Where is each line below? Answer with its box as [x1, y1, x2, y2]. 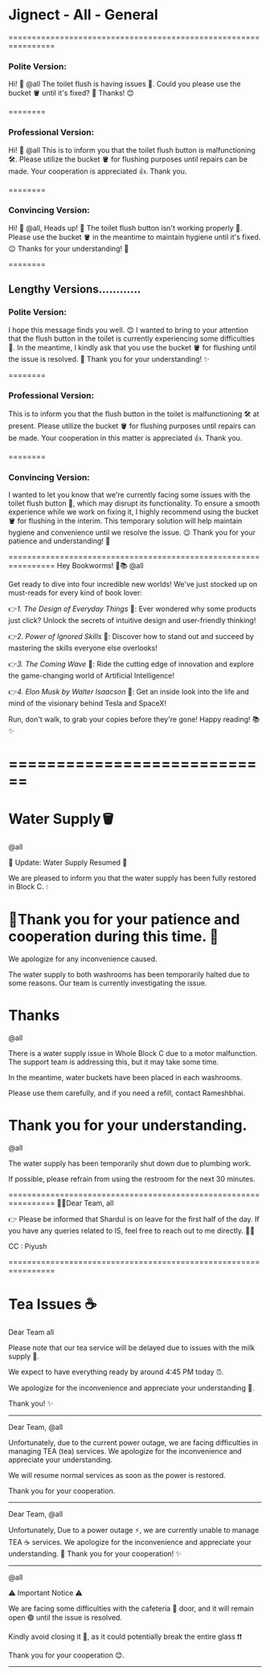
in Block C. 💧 [8, 882, 49, 891]
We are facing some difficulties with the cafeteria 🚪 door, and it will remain [8, 1603, 255, 1613]
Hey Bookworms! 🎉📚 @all [56, 561, 145, 571]
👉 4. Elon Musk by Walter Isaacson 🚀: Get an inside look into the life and [8, 687, 249, 697]
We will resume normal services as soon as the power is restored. [8, 1470, 227, 1480]
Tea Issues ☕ [8, 1296, 97, 1313]
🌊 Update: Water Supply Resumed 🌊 [8, 858, 128, 867]
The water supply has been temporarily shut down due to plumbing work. [8, 1159, 252, 1169]
